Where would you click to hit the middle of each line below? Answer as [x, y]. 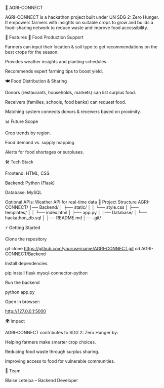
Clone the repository [26, 239]
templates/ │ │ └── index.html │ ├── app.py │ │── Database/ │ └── [76, 213]
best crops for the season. [32, 52]
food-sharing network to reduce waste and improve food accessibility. [77, 28]
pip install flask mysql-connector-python [46, 273]
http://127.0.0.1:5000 [26, 311]
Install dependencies [26, 263]
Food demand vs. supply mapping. [40, 142]
